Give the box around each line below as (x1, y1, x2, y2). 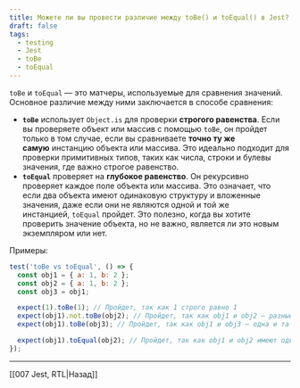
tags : (9, 29, 29, 38)
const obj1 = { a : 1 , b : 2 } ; (17, 270, 129, 279)
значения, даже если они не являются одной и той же (21, 199, 229, 210)
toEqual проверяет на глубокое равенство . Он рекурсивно (21, 170, 249, 181)
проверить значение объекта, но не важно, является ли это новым (21, 218, 279, 228)
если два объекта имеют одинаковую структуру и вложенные (21, 189, 261, 201)
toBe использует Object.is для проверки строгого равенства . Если (21, 113, 280, 125)
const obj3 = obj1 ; (17, 287, 90, 296)
